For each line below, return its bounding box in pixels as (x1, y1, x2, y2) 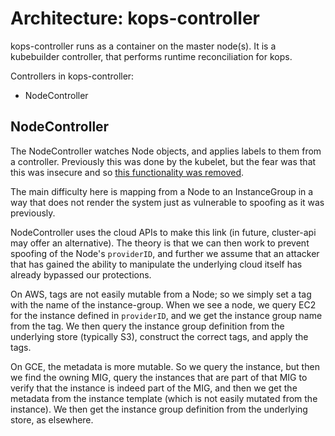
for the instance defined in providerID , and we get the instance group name (10, 309, 323, 321)
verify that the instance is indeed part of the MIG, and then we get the (10, 382, 298, 394)
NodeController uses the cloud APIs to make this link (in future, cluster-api (10, 226, 317, 238)
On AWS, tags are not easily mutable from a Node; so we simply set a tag (10, 288, 312, 300)
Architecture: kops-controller (10, 7, 261, 30)
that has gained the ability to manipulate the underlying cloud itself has (10, 258, 303, 270)
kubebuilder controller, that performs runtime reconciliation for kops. (10, 50, 293, 62)
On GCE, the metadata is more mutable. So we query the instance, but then (10, 360, 320, 372)
